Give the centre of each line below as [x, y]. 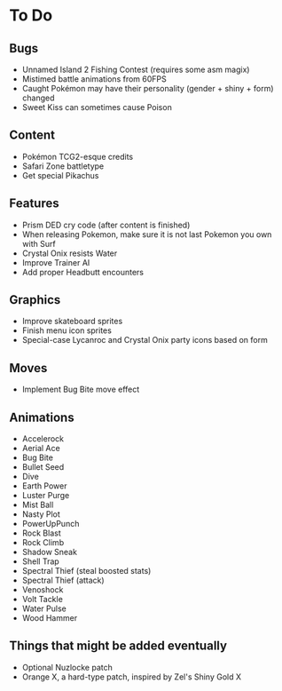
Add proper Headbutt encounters [83, 272]
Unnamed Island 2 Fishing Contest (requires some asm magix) [136, 69]
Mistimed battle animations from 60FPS [94, 79]
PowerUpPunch [51, 524]
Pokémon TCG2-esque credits [78, 156]
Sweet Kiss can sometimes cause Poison [97, 107]
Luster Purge [46, 496]
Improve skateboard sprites [72, 322]
